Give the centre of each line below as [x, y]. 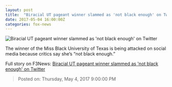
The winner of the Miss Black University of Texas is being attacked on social [86, 48]
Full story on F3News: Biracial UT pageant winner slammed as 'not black [82, 64]
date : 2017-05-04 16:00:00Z [35, 19]
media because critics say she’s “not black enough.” [60, 54]
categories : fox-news [28, 24]
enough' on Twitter [25, 69]
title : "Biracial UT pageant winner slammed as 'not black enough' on [83, 15]
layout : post [19, 10]
